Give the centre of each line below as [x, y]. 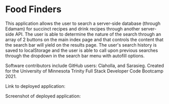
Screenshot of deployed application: [43, 96]
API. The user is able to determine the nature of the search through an [88, 34]
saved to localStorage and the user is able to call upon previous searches [82, 50]
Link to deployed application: [35, 86]
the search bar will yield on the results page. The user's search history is [81, 45]
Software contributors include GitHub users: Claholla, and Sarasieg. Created [85, 65]
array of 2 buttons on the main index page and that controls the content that [84, 40]
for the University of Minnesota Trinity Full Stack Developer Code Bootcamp [84, 71]
